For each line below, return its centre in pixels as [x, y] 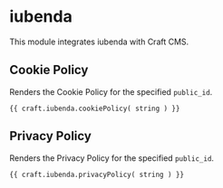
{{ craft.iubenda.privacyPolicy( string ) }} [97, 174]
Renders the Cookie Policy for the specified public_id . [111, 91]
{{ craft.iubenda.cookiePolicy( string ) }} [95, 108]
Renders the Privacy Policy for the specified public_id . [112, 158]
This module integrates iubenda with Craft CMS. [99, 42]
